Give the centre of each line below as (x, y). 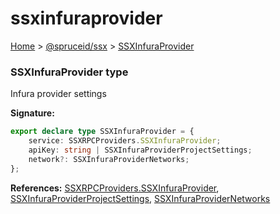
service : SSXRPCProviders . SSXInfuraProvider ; (125, 141)
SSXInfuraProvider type (69, 72)
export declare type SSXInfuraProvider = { (102, 132)
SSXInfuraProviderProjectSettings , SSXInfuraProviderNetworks (140, 198)
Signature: (32, 113)
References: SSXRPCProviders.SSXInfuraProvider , (115, 188)
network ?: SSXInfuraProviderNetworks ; (109, 159)
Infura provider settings (58, 94)
